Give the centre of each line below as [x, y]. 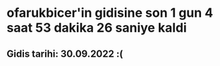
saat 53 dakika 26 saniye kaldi [97, 28]
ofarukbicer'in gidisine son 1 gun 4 [110, 13]
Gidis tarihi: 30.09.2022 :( [65, 54]
